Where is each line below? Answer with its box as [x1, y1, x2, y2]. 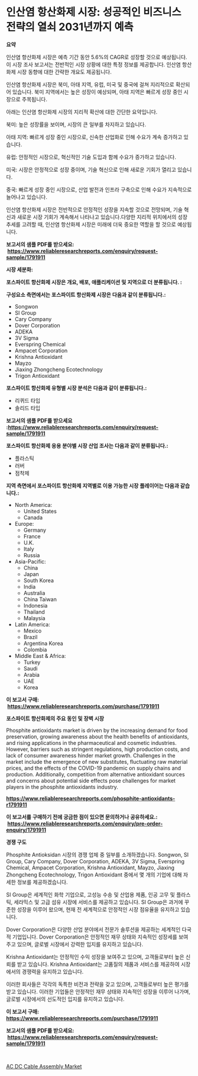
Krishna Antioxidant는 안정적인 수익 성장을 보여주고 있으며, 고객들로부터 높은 [6, 953, 184, 960]
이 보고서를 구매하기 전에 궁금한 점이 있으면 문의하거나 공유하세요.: [6, 813, 158, 820]
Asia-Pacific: [14, 558, 46, 565]
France [23, 532, 41, 539]
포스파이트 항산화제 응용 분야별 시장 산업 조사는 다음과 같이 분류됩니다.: [6, 442, 168, 449]
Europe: [14, 520, 34, 527]
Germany [23, 526, 46, 534]
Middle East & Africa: [14, 652, 66, 659]
